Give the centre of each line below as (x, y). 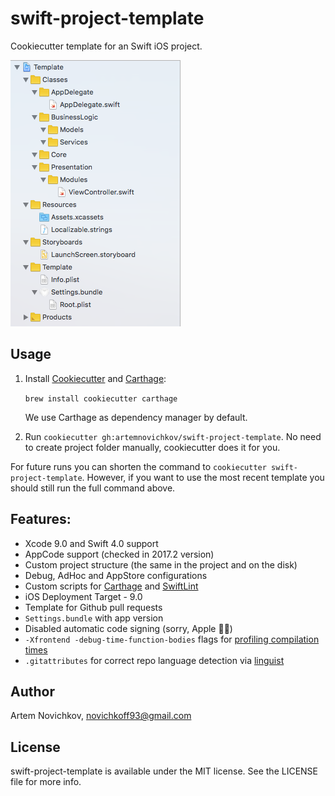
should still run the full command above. (93, 488)
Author (32, 691)
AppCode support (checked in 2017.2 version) (119, 554)
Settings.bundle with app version (94, 618)
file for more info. (46, 782)
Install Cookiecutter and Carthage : (95, 378)
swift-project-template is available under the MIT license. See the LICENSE (164, 771)
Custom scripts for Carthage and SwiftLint (111, 586)
